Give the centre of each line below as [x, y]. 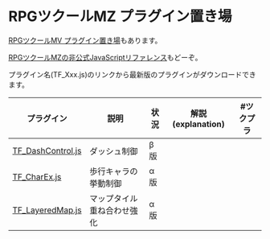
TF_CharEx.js [37, 176]
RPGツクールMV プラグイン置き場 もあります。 [85, 40]
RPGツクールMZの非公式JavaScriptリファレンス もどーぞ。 [105, 57]
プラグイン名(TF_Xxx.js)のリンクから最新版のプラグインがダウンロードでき [133, 74]
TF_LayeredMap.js [47, 210]
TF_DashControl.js [47, 150]
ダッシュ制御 [114, 151]
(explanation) [198, 124]
